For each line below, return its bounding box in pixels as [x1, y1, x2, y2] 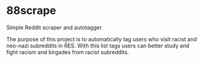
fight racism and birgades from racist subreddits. [6, 48, 129, 55]
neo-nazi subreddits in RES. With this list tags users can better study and [6, 42, 190, 49]
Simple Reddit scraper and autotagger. [6, 24, 104, 31]
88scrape [6, 4, 57, 18]
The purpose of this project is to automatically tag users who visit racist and [6, 35, 197, 43]
